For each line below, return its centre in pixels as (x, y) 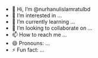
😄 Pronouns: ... (31, 43)
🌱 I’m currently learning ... (43, 22)
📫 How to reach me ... (39, 35)
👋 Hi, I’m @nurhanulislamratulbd (51, 9)
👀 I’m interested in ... (37, 15)
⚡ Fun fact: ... (28, 50)
